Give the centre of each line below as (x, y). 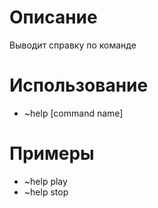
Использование (79, 85)
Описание (53, 17)
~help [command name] (73, 113)
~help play (45, 181)
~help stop (46, 192)
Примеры (52, 153)
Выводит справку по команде (73, 45)
